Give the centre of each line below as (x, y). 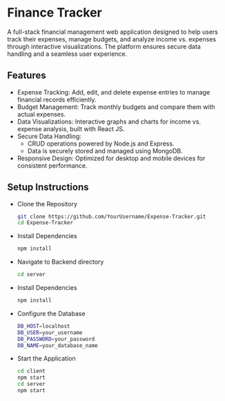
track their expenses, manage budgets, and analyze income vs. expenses (111, 39)
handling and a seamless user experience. (67, 54)
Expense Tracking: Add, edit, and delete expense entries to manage (114, 92)
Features (27, 76)
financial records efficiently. (57, 99)
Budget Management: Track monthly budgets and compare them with (116, 107)
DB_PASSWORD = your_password (56, 339)
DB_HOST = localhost (43, 326)
